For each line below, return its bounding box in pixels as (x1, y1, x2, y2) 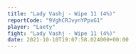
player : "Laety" (7, 23, 56, 30)
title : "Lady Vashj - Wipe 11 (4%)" (7, 10, 116, 18)
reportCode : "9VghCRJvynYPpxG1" (7, 17, 103, 24)
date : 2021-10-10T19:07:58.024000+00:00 (7, 36, 130, 43)
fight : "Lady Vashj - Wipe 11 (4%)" (7, 29, 116, 37)
